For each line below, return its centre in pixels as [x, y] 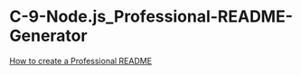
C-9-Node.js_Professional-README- [151, 17]
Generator [48, 36]
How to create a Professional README [80, 61]
